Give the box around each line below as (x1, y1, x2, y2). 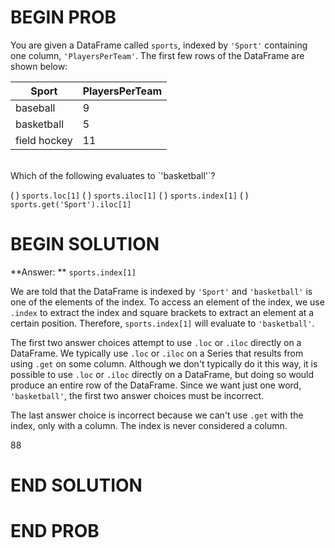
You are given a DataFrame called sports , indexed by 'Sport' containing (10, 39, 308, 51)
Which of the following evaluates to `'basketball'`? (10, 169, 216, 181)
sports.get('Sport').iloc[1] (10, 199, 132, 210)
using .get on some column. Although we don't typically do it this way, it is (10, 357, 318, 370)
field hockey (15, 133, 73, 147)
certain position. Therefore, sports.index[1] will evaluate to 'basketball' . (10, 317, 315, 329)
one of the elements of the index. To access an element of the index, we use (10, 296, 325, 308)
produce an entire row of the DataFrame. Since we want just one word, (10, 379, 302, 391)
